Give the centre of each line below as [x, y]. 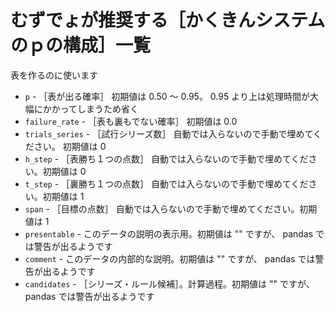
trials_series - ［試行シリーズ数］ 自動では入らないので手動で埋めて [169, 133]
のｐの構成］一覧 [81, 45]
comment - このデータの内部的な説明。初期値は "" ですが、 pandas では [170, 258]
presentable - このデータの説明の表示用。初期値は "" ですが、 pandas [169, 233]
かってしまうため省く [95, 108]
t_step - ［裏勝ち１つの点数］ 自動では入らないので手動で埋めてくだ [166, 183]
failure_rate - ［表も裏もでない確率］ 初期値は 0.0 [131, 121]
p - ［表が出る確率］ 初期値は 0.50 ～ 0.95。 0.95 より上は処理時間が [167, 96]
